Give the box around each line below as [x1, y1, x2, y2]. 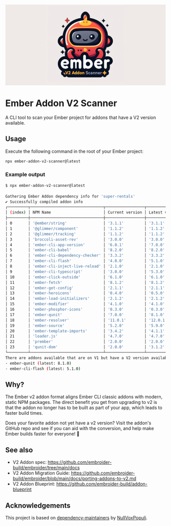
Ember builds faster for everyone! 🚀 [5, 431, 80, 437]
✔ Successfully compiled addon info [5, 199, 83, 204]
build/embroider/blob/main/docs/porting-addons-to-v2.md [12, 475, 136, 482]
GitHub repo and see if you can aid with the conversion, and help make [5, 425, 154, 432]
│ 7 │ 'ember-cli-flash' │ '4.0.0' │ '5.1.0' [5, 258, 165, 264]
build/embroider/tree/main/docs [12, 465, 80, 471]
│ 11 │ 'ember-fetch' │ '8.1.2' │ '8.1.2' [5, 280, 165, 285]
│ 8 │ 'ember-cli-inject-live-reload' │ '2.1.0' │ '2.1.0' [5, 264, 165, 269]
